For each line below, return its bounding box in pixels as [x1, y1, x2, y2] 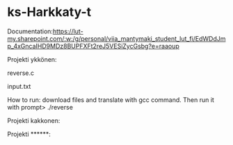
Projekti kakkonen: [7, 116, 61, 125]
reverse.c [7, 69, 35, 77]
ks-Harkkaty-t [7, 4, 92, 20]
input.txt [7, 82, 31, 90]
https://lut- [52, 27, 83, 35]
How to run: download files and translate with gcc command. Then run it [7, 95, 214, 104]
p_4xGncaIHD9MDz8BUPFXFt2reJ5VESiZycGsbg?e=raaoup [7, 42, 179, 50]
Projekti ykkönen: [7, 55, 57, 63]
